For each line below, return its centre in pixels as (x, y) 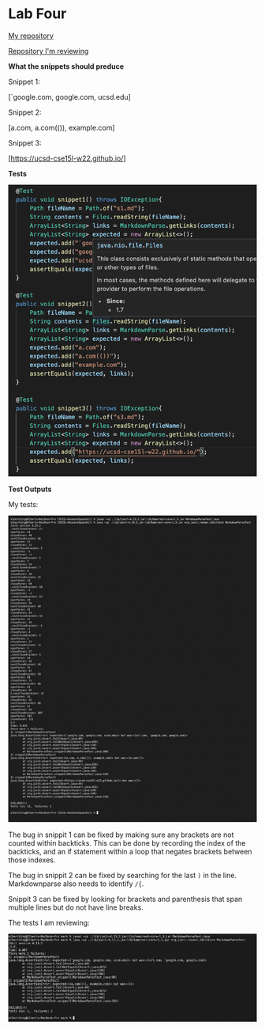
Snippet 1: (24, 81)
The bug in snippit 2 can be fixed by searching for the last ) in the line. (122, 875)
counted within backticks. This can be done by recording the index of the (127, 843)
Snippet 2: (25, 112)
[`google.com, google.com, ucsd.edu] (70, 97)
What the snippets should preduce (66, 66)
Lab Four (37, 14)
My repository (31, 36)
